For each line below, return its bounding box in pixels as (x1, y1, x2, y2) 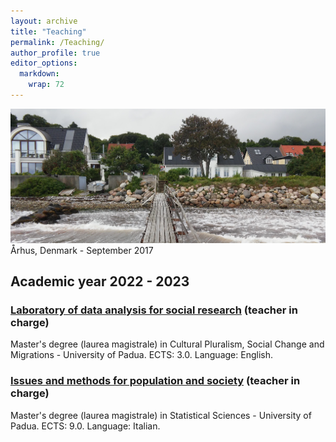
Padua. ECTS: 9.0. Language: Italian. (10, 420, 161, 432)
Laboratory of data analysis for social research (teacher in (10, 303, 298, 317)
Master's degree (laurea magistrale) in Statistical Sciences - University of (10, 409, 312, 421)
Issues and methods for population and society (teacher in (10, 374, 301, 388)
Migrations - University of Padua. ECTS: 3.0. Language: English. (10, 349, 273, 361)
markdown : (19, 69, 60, 79)
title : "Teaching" (10, 26, 87, 37)
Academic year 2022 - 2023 (10, 273, 190, 290)
